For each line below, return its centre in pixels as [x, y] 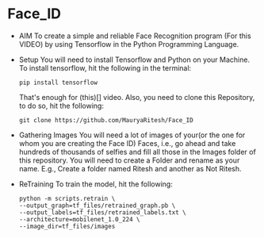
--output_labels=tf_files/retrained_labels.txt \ [103, 212]
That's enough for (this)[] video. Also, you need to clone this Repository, [137, 97]
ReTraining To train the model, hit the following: [96, 184]
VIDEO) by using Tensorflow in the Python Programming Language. [129, 44]
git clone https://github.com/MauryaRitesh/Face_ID [106, 120]
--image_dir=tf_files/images [67, 226]
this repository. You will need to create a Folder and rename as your [129, 160]
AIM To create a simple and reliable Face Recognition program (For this [135, 36]
